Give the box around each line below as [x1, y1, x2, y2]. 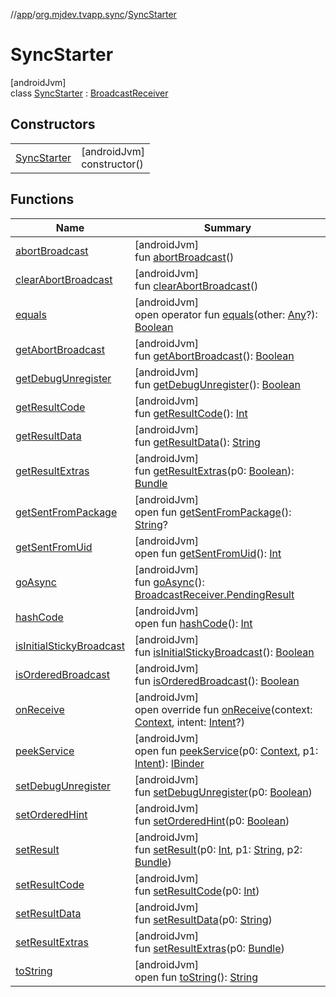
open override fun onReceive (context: [134, 702, 313, 716]
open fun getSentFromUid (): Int [134, 546, 282, 560]
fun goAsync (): [134, 575, 205, 589]
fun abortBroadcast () [134, 250, 235, 264]
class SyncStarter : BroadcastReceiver [10, 87, 169, 99]
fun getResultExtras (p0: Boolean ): [134, 464, 295, 478]
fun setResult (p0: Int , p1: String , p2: [134, 842, 303, 856]
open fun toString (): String [134, 970, 259, 984]
